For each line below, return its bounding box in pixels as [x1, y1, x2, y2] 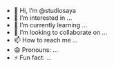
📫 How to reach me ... [13, 36, 78, 44]
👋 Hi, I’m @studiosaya [13, 7, 76, 14]
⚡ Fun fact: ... [13, 53, 52, 62]
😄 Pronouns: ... [13, 46, 59, 54]
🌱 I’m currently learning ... [13, 21, 88, 29]
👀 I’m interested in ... [13, 14, 73, 22]
